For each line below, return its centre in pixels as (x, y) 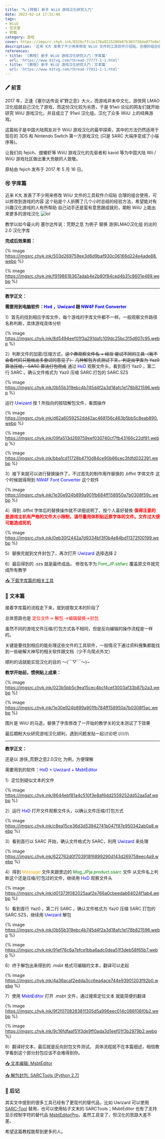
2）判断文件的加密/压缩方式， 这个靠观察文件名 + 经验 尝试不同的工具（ (77, 354)
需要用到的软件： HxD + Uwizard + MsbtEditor (51, 770)
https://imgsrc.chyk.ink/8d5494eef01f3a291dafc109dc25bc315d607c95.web (82, 338)
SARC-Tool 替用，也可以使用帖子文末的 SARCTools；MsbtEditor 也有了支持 (81, 1109)
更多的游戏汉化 (24, 213)
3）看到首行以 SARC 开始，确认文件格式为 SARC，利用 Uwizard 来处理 (77, 841)
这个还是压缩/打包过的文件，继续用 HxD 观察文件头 (61, 878)
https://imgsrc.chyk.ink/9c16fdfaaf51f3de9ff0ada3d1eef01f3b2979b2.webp (81, 1031)
